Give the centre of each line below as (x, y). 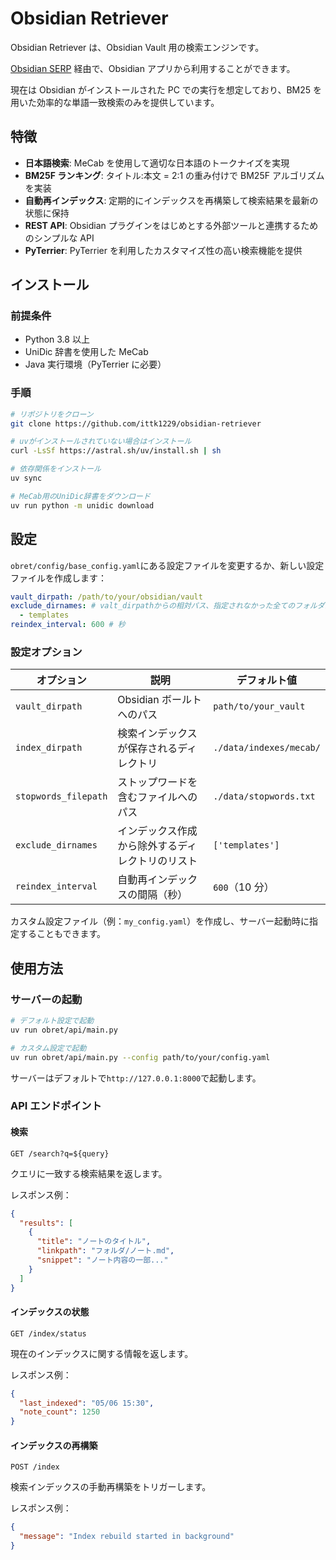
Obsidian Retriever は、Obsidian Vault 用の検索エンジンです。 (137, 47)
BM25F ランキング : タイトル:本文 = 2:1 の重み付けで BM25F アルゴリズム (174, 175)
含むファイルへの (157, 797)
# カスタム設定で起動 (48, 1048)
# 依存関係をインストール (56, 469)
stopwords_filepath (61, 796)
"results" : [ (46, 1223)
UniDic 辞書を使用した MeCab (86, 352)
